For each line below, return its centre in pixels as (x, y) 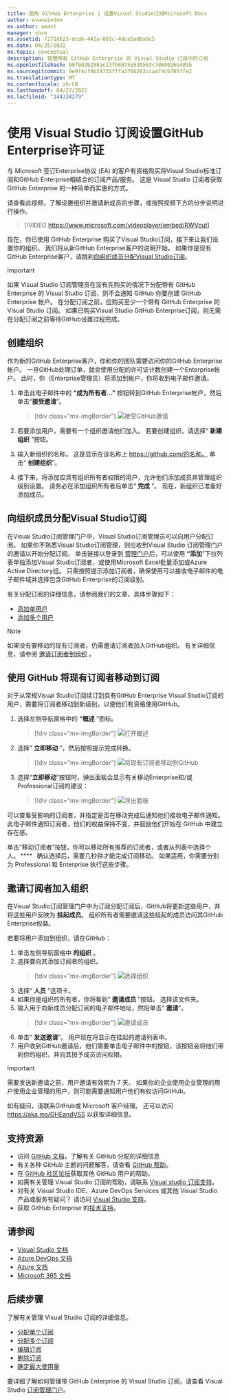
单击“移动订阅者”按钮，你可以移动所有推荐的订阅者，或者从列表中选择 (106, 847)
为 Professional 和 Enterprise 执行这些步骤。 (70, 864)
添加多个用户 (35, 617)
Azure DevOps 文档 (45, 1258)
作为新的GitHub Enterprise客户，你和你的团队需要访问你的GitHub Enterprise (115, 361)
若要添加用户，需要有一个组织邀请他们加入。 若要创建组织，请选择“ (112, 430)
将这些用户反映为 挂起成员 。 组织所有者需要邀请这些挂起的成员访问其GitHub (115, 915)
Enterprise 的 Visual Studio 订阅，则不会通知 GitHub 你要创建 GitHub (104, 293)
